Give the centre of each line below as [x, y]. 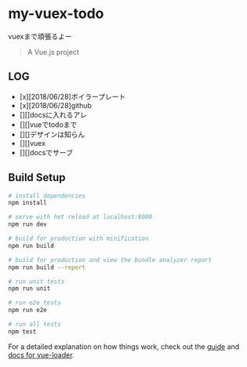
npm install [27, 203]
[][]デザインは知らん [52, 134]
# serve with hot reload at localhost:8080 [80, 217]
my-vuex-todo [56, 14]
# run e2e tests [35, 303]
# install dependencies [47, 196]
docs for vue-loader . [41, 354]
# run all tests [35, 325]
